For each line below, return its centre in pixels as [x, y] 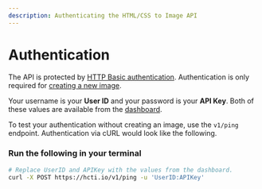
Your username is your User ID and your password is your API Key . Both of [131, 101]
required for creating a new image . [65, 85]
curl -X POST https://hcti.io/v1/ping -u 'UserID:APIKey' [106, 177]
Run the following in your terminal [75, 153]
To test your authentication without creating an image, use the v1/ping [123, 125]
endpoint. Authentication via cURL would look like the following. [113, 133]
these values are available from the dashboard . [85, 109]
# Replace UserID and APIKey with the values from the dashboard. [121, 170]
